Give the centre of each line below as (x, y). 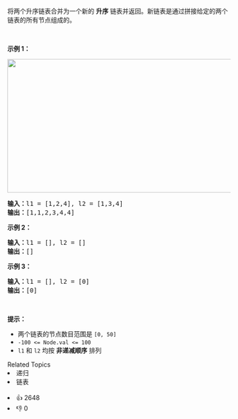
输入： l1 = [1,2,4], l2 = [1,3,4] (66, 203)
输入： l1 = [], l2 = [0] (49, 281)
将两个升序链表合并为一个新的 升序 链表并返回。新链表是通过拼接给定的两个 (118, 11)
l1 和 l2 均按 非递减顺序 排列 (59, 350)
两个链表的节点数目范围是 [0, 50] (67, 334)
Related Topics (29, 365)
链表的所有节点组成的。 (41, 20)
